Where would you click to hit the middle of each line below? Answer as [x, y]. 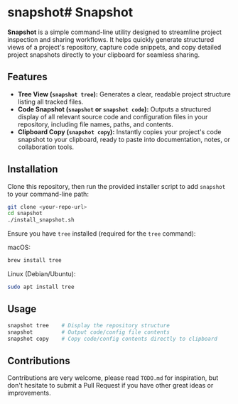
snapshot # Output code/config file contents [89, 332]
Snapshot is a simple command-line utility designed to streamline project [115, 32]
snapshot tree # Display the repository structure [89, 325]
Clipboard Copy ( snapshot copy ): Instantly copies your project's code [119, 131]
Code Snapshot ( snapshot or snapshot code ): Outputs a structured [114, 109]
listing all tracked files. [50, 102]
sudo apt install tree [41, 287]
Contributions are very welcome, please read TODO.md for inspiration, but [113, 378]
